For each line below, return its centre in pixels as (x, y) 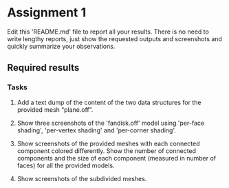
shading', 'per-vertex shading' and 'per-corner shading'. (97, 130)
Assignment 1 (47, 13)
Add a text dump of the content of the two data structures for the (109, 102)
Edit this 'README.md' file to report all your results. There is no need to (108, 32)
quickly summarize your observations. (61, 46)
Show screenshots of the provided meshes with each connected (109, 143)
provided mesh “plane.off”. (55, 109)
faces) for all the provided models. (66, 165)
